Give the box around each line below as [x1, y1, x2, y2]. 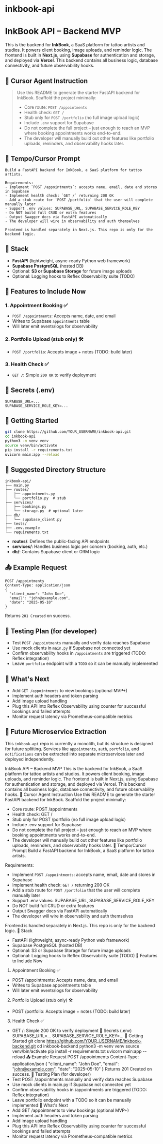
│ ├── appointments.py [5, 491, 55, 496]
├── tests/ [5, 521, 27, 526]
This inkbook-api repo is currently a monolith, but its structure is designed [5, 740, 153, 746]
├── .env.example [5, 525, 40, 530]
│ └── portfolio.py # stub [5, 496, 66, 501]
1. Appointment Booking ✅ [5, 302, 68, 309]
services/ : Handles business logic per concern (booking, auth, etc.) [12, 543, 148, 549]
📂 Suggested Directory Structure [5, 465, 106, 474]
